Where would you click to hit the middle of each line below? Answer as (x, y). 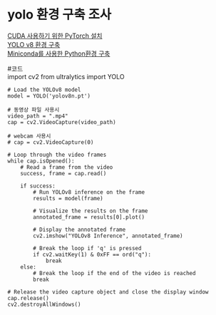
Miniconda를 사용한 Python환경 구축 (59, 53)
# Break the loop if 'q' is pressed (87, 248)
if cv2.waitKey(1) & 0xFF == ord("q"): (92, 254)
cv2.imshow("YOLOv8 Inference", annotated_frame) (108, 236)
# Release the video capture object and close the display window (108, 292)
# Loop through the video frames (57, 155)
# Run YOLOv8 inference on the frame (89, 192)
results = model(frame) (68, 198)
